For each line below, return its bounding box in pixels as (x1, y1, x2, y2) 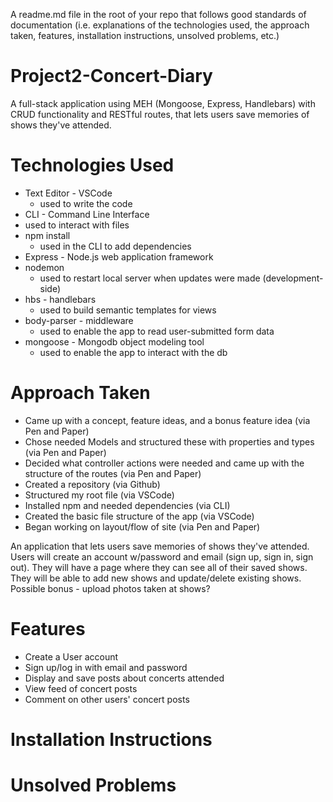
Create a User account (24, 650, 119, 663)
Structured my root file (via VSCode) (24, 489, 175, 501)
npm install (24, 229, 71, 241)
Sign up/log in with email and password (24, 661, 188, 673)
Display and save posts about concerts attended (24, 672, 225, 684)
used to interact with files (24, 219, 130, 231)
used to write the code (39, 197, 133, 209)
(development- (262, 272, 324, 284)
